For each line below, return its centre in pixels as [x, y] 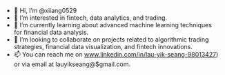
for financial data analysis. [51, 32]
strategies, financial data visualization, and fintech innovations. [103, 47]
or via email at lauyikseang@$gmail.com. [72, 64]
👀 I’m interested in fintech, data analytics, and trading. [90, 18]
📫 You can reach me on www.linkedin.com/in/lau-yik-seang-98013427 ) [116, 54]
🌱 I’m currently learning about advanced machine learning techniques [113, 25]
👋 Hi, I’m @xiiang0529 [45, 11]
